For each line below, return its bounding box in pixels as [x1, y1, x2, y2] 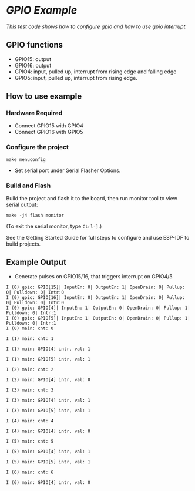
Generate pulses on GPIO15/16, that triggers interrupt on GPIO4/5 [14, 273, 173, 280]
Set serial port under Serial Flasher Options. [14, 167, 121, 174]
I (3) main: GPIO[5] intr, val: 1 [6, 408, 91, 413]
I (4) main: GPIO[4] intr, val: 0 [6, 428, 91, 434]
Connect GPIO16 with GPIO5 [14, 129, 83, 136]
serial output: [6, 201, 38, 208]
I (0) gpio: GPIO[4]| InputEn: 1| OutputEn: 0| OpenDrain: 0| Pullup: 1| [6, 305, 191, 311]
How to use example [6, 92, 82, 102]
